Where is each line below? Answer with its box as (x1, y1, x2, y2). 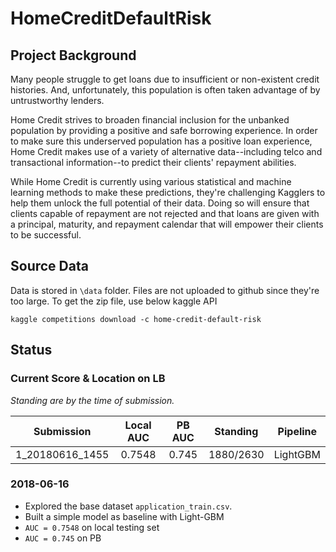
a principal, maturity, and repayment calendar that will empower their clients (10, 218, 324, 230)
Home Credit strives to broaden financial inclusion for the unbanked (10, 114, 290, 126)
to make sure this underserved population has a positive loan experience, (10, 135, 313, 147)
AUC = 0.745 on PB (24, 532, 102, 544)
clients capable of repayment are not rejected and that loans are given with (10, 208, 320, 219)
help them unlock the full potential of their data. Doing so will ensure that (10, 197, 310, 209)
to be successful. (10, 229, 82, 241)
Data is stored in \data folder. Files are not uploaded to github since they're (10, 284, 320, 296)
